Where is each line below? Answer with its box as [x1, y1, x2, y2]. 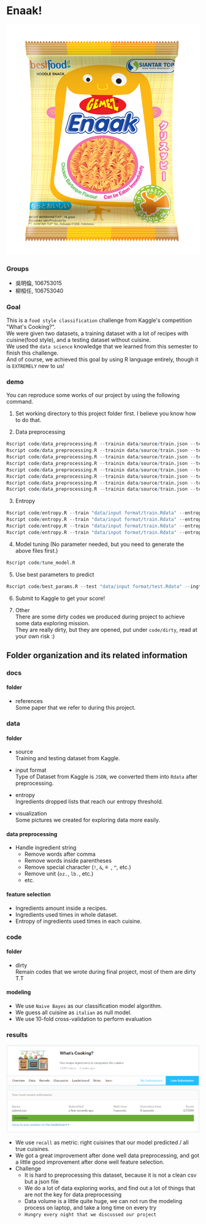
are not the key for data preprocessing [24, 1191, 122, 1198]
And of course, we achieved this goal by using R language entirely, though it [6, 356, 199, 363]
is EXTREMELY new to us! [6, 363, 65, 370]
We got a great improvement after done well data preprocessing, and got [15, 1152, 199, 1160]
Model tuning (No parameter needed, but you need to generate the [15, 541, 185, 548]
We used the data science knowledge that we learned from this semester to [6, 343, 198, 350]
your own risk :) [15, 633, 55, 640]
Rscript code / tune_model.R [6, 560, 75, 566]
